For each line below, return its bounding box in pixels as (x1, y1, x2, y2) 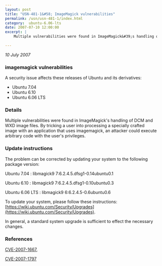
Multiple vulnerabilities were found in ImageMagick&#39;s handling (13, 34, 154, 39)
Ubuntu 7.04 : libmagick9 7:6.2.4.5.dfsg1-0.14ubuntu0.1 (5, 170, 114, 177)
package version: (5, 161, 40, 167)
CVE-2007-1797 (5, 256, 37, 262)
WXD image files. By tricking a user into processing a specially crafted (5, 123, 145, 129)
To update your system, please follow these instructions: (5, 199, 117, 205)
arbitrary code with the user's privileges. (5, 133, 86, 139)
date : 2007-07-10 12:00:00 (5, 25, 59, 30)
